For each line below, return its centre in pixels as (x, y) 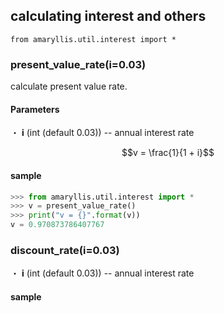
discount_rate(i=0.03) (65, 250)
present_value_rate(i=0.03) (78, 64)
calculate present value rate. (69, 86)
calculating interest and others (108, 16)
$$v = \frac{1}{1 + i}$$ (168, 153)
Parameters (35, 109)
